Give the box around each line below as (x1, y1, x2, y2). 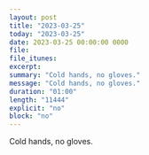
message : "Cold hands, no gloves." (9, 79, 141, 88)
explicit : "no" (9, 104, 66, 112)
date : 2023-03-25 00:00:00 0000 (9, 37, 129, 47)
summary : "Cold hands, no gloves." (9, 71, 141, 80)
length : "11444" (9, 95, 69, 105)
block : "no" (9, 112, 53, 120)
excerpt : (9, 63, 42, 72)
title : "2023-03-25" (9, 21, 86, 30)
